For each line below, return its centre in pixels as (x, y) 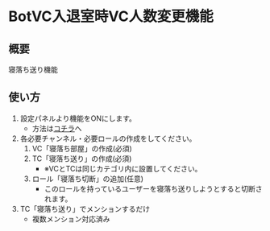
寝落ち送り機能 (33, 70)
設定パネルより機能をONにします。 (78, 118)
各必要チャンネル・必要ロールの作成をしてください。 (108, 138)
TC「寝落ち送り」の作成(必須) (82, 159)
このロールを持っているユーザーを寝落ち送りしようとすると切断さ (153, 188)
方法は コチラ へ (57, 128)
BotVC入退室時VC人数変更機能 (111, 16)
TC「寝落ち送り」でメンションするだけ (85, 208)
